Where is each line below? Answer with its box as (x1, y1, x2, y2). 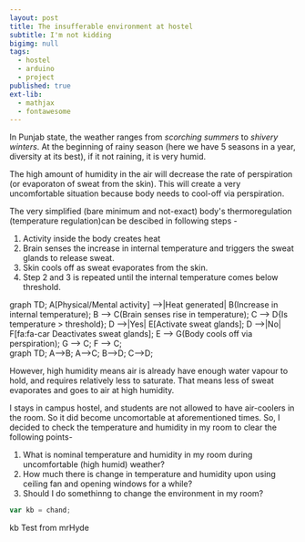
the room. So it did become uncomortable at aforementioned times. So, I (9, 412, 280, 423)
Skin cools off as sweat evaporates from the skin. (22, 262, 208, 274)
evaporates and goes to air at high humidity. (9, 385, 175, 396)
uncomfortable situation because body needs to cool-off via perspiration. (9, 188, 285, 199)
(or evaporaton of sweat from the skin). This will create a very (9, 179, 241, 190)
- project (17, 73, 55, 82)
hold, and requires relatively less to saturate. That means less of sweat (9, 375, 275, 386)
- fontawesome (17, 107, 71, 116)
